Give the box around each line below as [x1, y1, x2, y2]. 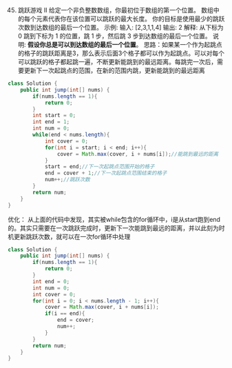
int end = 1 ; [32, 119, 70, 125]
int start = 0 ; [32, 112, 76, 119]
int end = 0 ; [32, 278, 70, 285]
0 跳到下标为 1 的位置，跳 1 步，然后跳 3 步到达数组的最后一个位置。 [17, 32, 212, 40]
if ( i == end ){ [44, 310, 85, 317]
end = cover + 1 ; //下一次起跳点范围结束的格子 [44, 170, 167, 177]
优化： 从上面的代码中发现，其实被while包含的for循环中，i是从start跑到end [8, 215, 221, 223]
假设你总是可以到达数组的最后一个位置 [27, 41, 136, 48]
